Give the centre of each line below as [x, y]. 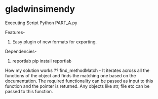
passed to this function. [29, 91]
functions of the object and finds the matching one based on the [71, 75]
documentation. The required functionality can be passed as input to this [79, 81]
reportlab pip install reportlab [42, 61]
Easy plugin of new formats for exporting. [55, 42]
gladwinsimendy [40, 9]
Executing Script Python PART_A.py [41, 23]
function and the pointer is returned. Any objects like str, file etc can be [77, 86]
